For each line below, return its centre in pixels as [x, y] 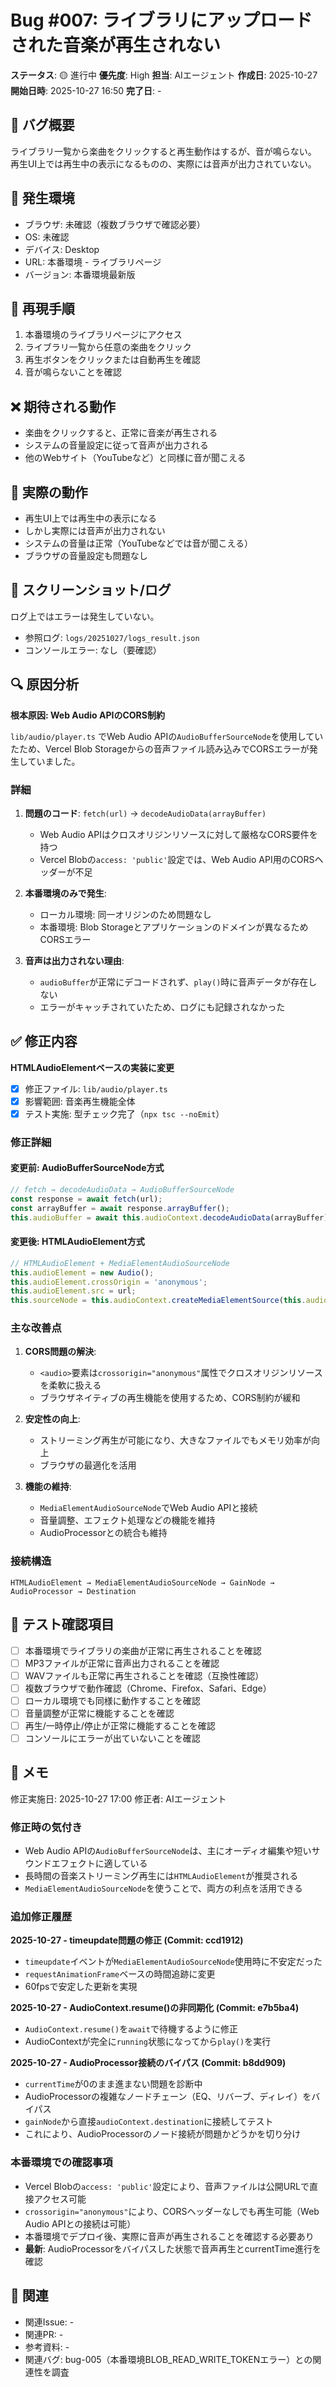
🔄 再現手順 [42, 308]
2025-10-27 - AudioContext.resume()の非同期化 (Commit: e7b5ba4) [155, 2008]
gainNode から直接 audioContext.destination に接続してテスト [149, 2122]
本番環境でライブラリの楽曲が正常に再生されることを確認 [143, 1650]
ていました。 [54, 761]
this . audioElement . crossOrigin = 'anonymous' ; [109, 1282]
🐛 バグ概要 [42, 125]
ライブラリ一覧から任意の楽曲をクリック [108, 347]
